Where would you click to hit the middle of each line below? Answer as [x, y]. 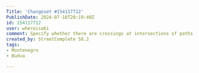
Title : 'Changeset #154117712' [45, 12]
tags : [13, 45]
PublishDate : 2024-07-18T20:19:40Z [50, 17]
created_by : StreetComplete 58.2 [48, 39]
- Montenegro [22, 50]
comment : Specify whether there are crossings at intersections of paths [100, 34]
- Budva [16, 56]
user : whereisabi [28, 28]
